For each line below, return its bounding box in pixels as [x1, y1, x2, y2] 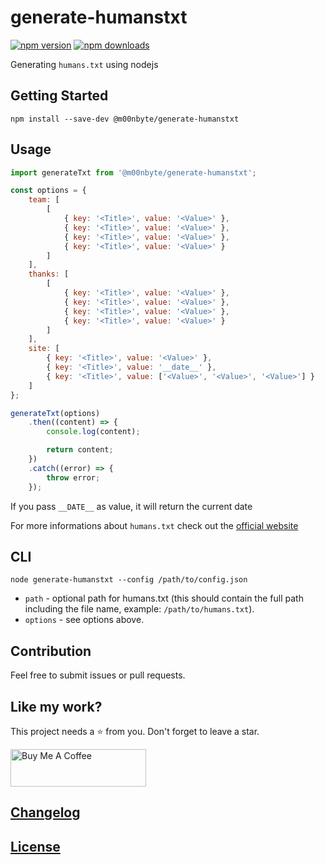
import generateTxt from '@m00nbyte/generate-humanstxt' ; [10, 167, 257, 178]
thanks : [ [28, 269, 70, 280]
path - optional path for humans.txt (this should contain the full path [24, 592, 304, 605]
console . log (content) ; [46, 427, 141, 437]
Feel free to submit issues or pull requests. [10, 669, 186, 681]
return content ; [46, 445, 114, 455]
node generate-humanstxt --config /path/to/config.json [10, 575, 248, 585]
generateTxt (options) [10, 408, 101, 418]
